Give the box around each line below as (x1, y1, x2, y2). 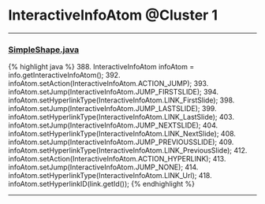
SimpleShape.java (8, 44, 80, 55)
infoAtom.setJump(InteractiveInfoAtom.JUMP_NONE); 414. (8, 162, 199, 172)
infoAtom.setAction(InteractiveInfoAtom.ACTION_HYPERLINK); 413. (8, 154, 226, 164)
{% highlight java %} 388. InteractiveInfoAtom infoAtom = (8, 62, 195, 72)
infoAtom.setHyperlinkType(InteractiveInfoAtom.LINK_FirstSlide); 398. (8, 95, 235, 105)
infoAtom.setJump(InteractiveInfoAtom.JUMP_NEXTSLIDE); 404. (8, 121, 218, 130)
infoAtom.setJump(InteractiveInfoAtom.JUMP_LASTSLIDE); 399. (8, 104, 217, 113)
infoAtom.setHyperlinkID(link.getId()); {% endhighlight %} (8, 180, 196, 189)
